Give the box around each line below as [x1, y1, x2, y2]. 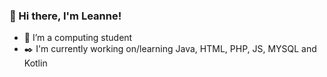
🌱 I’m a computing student [23, 32, 133, 44]
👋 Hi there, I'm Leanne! [9, 9, 122, 23]
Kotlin [23, 57, 48, 69]
